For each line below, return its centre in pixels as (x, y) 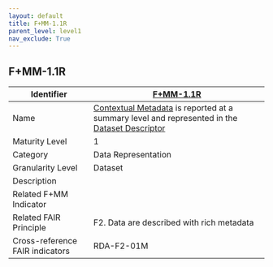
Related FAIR (37, 217)
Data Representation (132, 155)
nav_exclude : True (39, 39)
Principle (29, 228)
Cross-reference (45, 241)
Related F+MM (41, 194)
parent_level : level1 (45, 31)
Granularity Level (45, 168)
